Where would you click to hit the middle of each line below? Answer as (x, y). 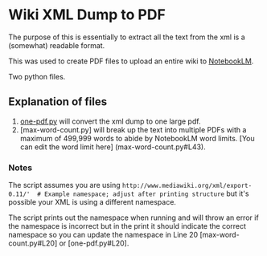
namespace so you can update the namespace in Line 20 (103, 235)
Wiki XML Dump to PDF (87, 15)
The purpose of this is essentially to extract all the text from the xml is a (127, 37)
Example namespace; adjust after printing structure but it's (146, 193)
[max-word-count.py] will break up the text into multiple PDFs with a (133, 129)
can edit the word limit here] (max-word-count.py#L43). (113, 147)
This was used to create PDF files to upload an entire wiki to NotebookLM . (131, 61)
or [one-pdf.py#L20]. (94, 243)
